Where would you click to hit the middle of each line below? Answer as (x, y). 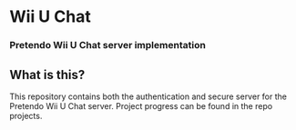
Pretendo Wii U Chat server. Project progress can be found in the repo (141, 105)
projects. (26, 115)
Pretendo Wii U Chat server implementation (108, 45)
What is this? (47, 75)
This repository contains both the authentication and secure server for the (148, 96)
